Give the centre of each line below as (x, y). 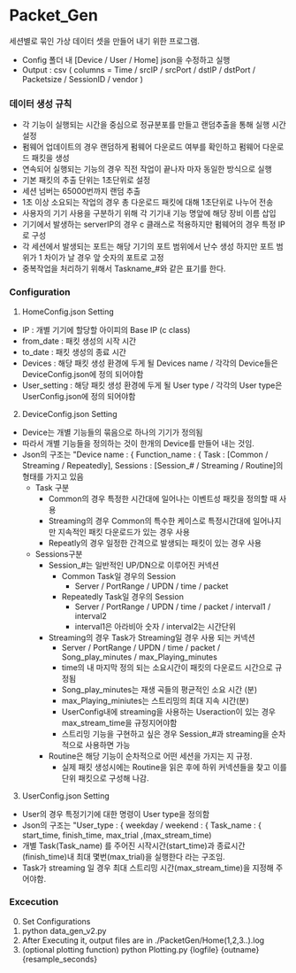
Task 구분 (52, 487)
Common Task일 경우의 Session (119, 575)
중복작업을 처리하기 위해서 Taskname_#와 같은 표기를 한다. (124, 269)
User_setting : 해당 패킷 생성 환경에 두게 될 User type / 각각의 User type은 (152, 385)
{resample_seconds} (60, 959)
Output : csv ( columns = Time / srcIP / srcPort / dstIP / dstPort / (139, 69)
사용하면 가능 (108, 745)
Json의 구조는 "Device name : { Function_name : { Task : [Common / (145, 454)
